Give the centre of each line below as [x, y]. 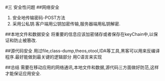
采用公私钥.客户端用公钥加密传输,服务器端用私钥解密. [66, 24]
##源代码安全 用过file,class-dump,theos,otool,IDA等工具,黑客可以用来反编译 [82, 51]
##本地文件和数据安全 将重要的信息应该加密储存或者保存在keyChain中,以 [79, 34]
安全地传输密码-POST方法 [39, 18]
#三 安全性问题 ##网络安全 [32, 7]
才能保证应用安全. [23, 73]
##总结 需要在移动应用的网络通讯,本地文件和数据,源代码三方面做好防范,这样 [82, 67]
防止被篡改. [25, 40]
